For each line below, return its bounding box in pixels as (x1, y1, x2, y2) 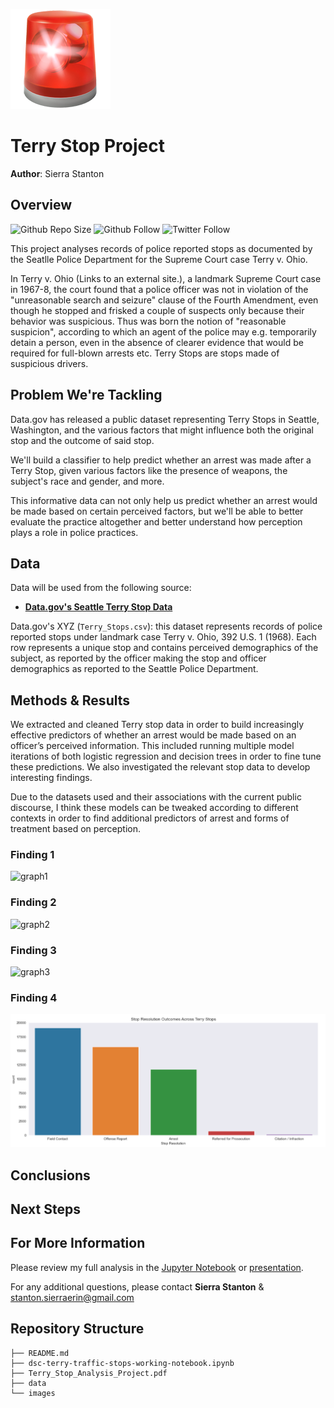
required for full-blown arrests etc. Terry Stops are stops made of (10, 347, 280, 359)
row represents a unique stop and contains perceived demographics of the (10, 642, 319, 654)
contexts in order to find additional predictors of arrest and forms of (10, 812, 290, 824)
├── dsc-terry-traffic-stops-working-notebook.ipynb (10, 1358, 235, 1368)
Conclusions (10, 1167, 91, 1184)
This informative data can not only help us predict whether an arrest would (10, 494, 318, 506)
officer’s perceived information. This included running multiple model (10, 740, 295, 752)
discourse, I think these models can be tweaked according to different (10, 802, 299, 814)
